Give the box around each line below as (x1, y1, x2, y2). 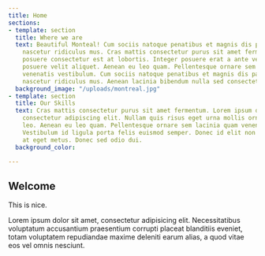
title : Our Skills (15, 99, 77, 107)
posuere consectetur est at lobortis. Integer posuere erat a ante (22, 56, 248, 64)
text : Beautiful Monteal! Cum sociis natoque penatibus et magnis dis (15, 41, 252, 49)
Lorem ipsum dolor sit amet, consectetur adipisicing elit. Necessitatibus (8, 216, 241, 225)
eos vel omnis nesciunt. (8, 241, 85, 250)
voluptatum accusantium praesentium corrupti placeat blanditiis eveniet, (8, 224, 243, 233)
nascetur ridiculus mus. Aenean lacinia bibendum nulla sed (22, 77, 224, 85)
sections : (8, 19, 41, 27)
